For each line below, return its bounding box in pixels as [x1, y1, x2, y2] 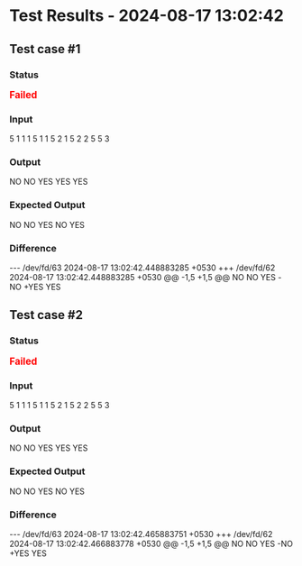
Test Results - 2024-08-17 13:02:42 [9, 5, 284, 26]
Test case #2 [9, 307, 84, 323]
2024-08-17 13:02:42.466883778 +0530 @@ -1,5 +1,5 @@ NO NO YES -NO [9, 538, 293, 549]
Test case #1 [9, 41, 81, 57]
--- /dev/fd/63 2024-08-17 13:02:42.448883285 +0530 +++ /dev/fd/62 [9, 262, 276, 273]
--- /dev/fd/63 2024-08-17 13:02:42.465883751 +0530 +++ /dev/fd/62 [9, 528, 273, 539]
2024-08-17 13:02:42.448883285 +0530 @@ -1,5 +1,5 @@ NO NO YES [9, 272, 277, 283]
